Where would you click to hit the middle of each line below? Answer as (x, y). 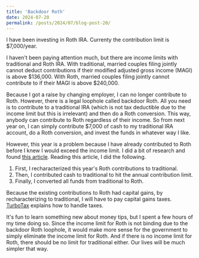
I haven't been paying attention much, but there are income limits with (92, 58)
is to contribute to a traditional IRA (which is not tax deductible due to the (96, 107)
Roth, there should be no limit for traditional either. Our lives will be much (96, 242)
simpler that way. (27, 249)
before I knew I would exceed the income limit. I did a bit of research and (96, 150)
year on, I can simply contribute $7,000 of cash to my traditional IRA (90, 127)
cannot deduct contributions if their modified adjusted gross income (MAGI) (99, 70)
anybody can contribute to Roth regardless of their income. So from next (96, 120)
